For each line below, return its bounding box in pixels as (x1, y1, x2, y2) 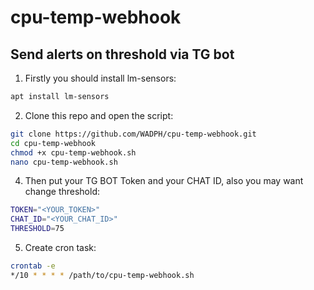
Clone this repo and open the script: (24, 109, 174, 121)
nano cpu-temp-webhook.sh (10, 157, 118, 167)
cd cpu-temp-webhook (10, 138, 97, 148)
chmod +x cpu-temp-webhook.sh (10, 147, 137, 158)
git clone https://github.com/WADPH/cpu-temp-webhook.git (10, 129, 257, 139)
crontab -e (10, 261, 56, 271)
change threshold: (24, 186, 101, 198)
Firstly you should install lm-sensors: (24, 72, 177, 84)
